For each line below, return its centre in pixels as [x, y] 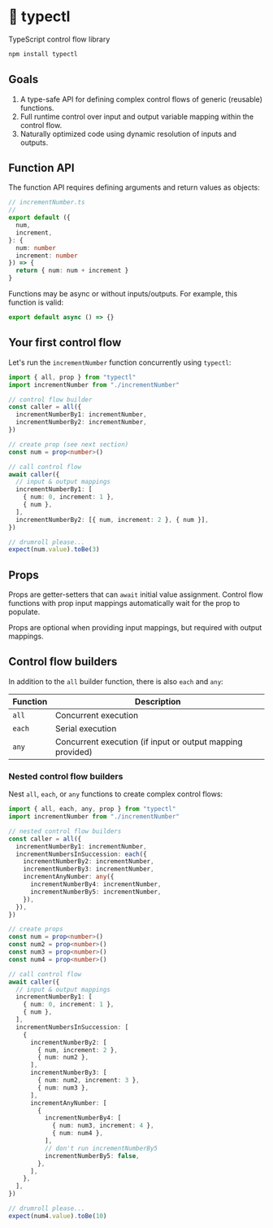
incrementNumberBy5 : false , [92, 1156]
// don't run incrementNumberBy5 [101, 1148]
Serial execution [86, 728]
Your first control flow [65, 342]
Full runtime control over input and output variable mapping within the [137, 116]
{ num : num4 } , [78, 1134]
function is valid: [36, 303]
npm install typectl [43, 54]
